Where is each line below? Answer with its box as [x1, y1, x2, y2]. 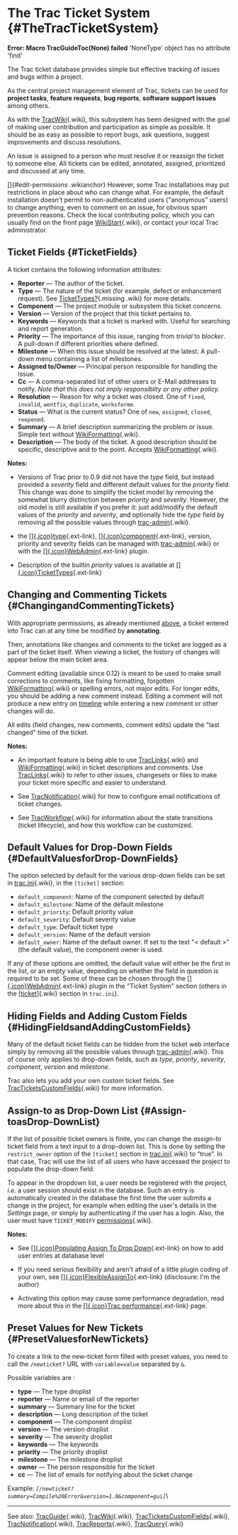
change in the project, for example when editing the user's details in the [7, 1201, 217, 1210]
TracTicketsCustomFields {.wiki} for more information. [7, 1084, 164, 1092]
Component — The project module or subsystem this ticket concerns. [17, 301, 223, 310]
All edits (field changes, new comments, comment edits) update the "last [7, 720, 220, 729]
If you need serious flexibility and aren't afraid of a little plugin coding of [17, 1265, 228, 1273]
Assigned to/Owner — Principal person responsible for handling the [17, 362, 217, 370]
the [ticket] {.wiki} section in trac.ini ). [7, 989, 119, 998]
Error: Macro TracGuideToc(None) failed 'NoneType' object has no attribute [7, 43, 231, 52]
